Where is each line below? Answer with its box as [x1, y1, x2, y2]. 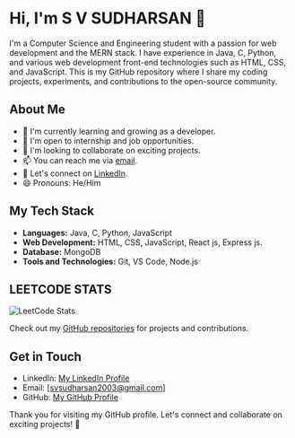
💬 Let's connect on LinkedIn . [22, 168, 128, 179]
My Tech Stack [9, 204, 94, 219]
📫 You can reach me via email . [22, 154, 138, 165]
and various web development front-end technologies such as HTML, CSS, [9, 57, 287, 67]
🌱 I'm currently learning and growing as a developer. [22, 126, 216, 136]
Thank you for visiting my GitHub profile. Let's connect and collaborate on [9, 409, 282, 420]
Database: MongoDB [22, 246, 101, 257]
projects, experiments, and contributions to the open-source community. [9, 75, 278, 86]
